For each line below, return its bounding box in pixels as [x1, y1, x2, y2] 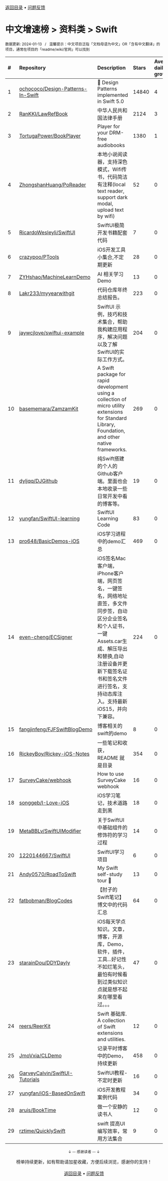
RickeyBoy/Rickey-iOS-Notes [19, 750, 90, 757]
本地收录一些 [97, 485, 127, 492]
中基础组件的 [97, 824, 127, 831]
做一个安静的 [97, 1103, 127, 1110]
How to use [97, 770, 124, 777]
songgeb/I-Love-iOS [19, 799, 69, 806]
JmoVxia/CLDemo [19, 1052, 62, 1059]
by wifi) [97, 212, 115, 219]
